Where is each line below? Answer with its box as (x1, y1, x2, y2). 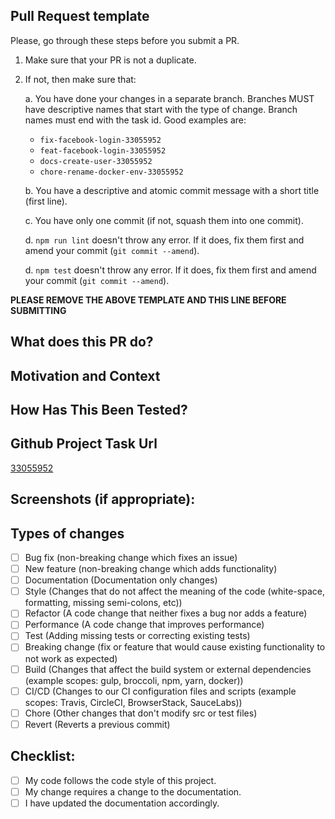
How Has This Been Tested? (10, 401, 188, 418)
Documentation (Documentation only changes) (24, 574, 218, 586)
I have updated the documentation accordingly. (24, 797, 220, 809)
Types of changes (10, 525, 125, 542)
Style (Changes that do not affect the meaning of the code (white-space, (24, 585, 325, 598)
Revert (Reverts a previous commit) (24, 718, 171, 730)
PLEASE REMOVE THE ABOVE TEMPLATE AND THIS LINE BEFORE (10, 294, 287, 306)
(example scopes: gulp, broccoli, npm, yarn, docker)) (24, 674, 244, 686)
